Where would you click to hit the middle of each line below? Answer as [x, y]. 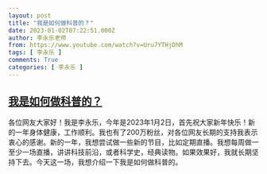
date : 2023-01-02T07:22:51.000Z [62, 30]
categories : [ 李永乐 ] [46, 68]
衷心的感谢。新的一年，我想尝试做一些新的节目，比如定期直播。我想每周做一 [133, 142]
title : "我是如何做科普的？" [51, 23]
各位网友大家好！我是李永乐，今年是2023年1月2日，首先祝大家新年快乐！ [128, 122]
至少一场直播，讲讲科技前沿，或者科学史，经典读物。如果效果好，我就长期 [130, 152]
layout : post [30, 15]
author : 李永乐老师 [37, 38]
